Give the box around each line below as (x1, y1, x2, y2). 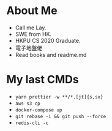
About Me (6, 4, 58, 18)
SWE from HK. (15, 30, 52, 37)
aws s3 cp (15, 100, 41, 107)
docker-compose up (15, 107, 62, 113)
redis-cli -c (15, 120, 49, 126)
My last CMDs (6, 73, 79, 86)
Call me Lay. (15, 24, 47, 31)
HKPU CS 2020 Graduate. (15, 37, 81, 44)
